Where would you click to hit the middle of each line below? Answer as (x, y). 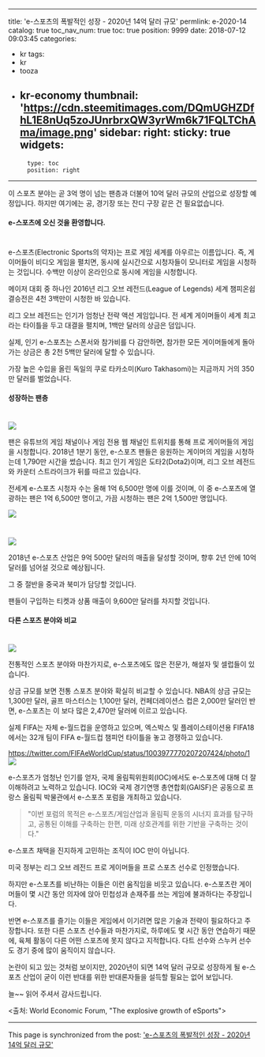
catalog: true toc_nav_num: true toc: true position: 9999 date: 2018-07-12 (127, 30)
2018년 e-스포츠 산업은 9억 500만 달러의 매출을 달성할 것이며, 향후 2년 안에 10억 (132, 557)
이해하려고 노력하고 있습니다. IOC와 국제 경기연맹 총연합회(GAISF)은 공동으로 (127, 787)
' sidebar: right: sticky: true (162, 132)
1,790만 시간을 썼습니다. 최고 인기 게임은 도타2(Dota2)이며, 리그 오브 (129, 462)
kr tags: (32, 54)
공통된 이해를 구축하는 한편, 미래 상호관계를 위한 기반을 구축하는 (136, 824)
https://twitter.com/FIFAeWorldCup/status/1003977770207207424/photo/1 (129, 753)
